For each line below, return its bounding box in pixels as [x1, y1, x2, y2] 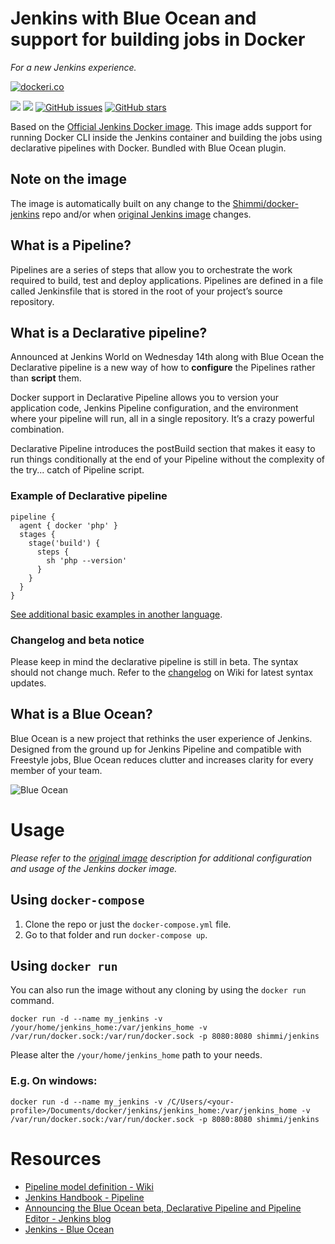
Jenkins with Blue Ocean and [10, 7, 257, 30]
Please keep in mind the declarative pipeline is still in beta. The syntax [10, 655, 299, 667]
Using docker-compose [10, 892, 145, 909]
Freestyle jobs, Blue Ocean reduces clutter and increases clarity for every [10, 753, 314, 766]
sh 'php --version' [46, 555, 128, 566]
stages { [19, 529, 56, 539]
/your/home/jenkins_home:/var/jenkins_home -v [10, 1023, 208, 1033]
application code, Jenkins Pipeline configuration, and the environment [10, 402, 299, 414]
